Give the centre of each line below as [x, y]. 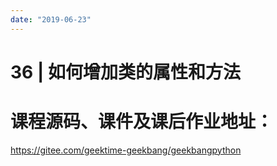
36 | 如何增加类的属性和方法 [125, 72]
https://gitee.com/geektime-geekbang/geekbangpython [126, 150]
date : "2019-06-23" [51, 19]
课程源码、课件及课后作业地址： [142, 122]
